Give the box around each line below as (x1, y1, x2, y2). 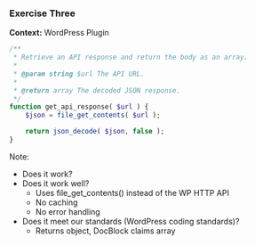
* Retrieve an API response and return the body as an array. (12, 53, 249, 62)
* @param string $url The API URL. (12, 69, 145, 78)
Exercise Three (9, 7, 76, 20)
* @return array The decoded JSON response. (12, 86, 180, 95)
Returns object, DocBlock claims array (35, 225, 176, 236)
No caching (35, 197, 78, 208)
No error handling (35, 206, 100, 216)
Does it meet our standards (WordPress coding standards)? (21, 216, 240, 226)
